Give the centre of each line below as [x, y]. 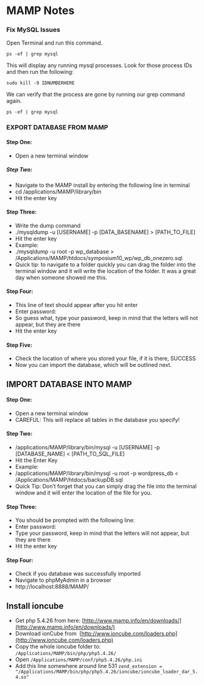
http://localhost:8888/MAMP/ [52, 587]
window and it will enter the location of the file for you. [83, 493]
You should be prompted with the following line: [75, 520]
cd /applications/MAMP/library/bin [58, 191]
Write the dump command [48, 225]
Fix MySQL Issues [33, 30]
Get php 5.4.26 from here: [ [49, 621]
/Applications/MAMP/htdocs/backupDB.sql [69, 479]
